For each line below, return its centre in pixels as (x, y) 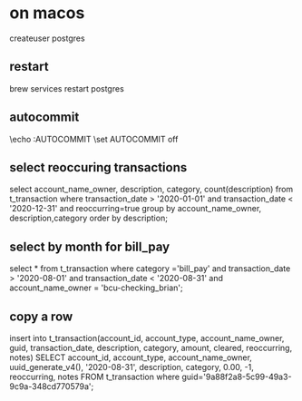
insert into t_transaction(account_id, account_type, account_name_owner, (147, 338)
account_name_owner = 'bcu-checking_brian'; (96, 288)
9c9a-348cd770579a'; (52, 386)
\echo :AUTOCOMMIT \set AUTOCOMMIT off (94, 139)
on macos (47, 13)
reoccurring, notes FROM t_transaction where (95, 377)
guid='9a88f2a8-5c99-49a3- (236, 377)
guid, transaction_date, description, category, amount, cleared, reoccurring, (151, 348)
